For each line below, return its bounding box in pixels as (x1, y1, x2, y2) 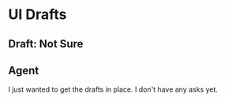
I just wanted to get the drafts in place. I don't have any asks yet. (8, 85, 219, 94)
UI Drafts (8, 6, 67, 24)
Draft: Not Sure (8, 37, 84, 51)
